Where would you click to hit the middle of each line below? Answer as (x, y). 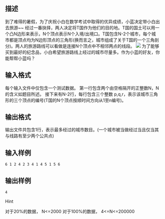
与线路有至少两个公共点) (30, 136)
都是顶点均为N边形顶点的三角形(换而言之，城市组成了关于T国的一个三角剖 (84, 40)
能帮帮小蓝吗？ (20, 58)
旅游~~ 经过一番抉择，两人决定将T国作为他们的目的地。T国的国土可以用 (82, 27)
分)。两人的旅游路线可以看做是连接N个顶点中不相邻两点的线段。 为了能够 (82, 46)
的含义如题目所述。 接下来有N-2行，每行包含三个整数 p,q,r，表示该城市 (77, 94)
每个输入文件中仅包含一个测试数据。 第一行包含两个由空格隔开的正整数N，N (82, 88)
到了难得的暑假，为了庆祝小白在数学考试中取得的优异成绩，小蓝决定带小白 (80, 22)
